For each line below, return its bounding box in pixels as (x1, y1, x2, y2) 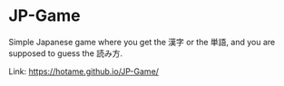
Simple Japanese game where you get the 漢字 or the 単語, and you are (8, 36, 276, 47)
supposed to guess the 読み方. (8, 47, 123, 59)
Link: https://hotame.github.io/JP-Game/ (8, 65, 160, 77)
